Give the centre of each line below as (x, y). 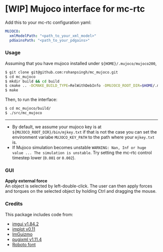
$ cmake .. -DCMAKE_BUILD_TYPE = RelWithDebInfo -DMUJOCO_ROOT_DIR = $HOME (79, 86)
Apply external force (26, 181)
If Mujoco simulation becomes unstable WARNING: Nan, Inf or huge (79, 147)
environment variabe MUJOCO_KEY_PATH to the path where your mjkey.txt (83, 137)
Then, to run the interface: (31, 100)
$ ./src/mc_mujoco (24, 113)
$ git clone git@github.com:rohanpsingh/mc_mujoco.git (62, 72)
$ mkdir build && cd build (32, 81)
